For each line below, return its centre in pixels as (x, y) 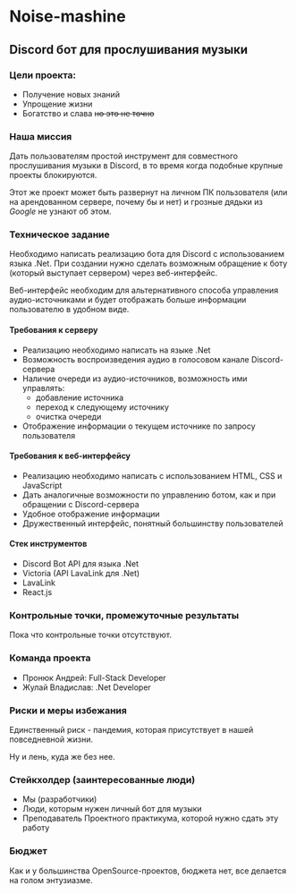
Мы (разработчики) (59, 799)
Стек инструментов (48, 544)
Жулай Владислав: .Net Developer (87, 687)
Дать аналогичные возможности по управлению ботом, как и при (149, 495)
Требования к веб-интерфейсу (70, 456)
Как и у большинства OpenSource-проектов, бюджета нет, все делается (148, 871)
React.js (37, 592)
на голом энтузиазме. (51, 880)
